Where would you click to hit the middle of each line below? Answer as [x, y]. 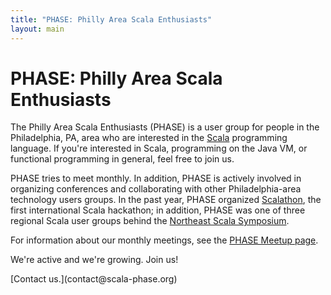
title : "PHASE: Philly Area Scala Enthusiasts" [111, 19]
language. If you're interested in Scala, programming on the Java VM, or [159, 148]
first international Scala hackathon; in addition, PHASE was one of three [158, 210]
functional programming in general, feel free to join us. [122, 159]
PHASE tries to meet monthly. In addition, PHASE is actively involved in [156, 178]
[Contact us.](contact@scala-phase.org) [94, 279]
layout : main [37, 29]
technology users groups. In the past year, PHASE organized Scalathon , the [166, 200]
